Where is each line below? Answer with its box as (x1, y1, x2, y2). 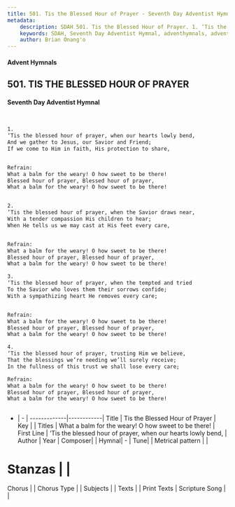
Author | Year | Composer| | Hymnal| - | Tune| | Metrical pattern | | (17, 436, 208, 445)
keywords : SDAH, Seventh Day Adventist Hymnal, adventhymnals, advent (20, 29, 230, 37)
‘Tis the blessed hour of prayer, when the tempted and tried (7, 280, 192, 287)
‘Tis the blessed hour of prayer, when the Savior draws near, (7, 209, 196, 216)
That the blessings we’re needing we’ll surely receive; (7, 357, 177, 364)
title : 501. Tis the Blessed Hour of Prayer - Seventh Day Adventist (7, 10, 215, 18)
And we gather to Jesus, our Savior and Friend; (7, 139, 152, 146)
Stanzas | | (7, 461, 71, 477)
